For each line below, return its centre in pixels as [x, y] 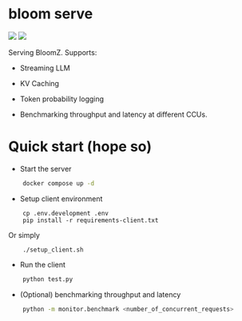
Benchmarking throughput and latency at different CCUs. [113, 114]
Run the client [43, 264]
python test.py [48, 279]
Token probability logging [62, 99]
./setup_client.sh [53, 250]
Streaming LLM [45, 68]
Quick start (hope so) [80, 147]
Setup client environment [61, 198]
